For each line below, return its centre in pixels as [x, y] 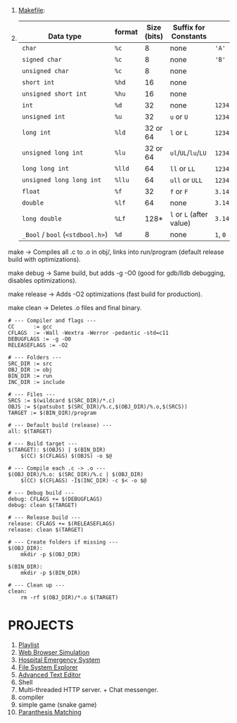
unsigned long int [52, 153]
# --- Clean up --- [37, 585]
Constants [189, 36]
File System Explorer [48, 667]
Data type [65, 36]
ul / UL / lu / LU [188, 153]
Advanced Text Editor [50, 674]
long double [41, 218]
